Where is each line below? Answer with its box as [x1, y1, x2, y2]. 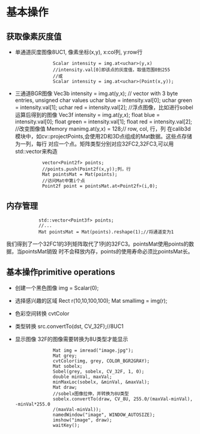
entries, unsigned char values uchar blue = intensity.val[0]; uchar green [14, 97, 192, 104]
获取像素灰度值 [6, 31, 62, 42]
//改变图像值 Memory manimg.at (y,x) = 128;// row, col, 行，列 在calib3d [14, 125, 191, 132]
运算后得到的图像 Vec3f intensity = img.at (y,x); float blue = [14, 111, 160, 118]
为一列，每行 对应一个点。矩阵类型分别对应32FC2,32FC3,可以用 [14, 140, 174, 147]
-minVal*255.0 [14, 401, 50, 407]
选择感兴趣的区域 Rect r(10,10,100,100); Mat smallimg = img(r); [14, 297, 168, 304]
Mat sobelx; [53, 363, 83, 369]
